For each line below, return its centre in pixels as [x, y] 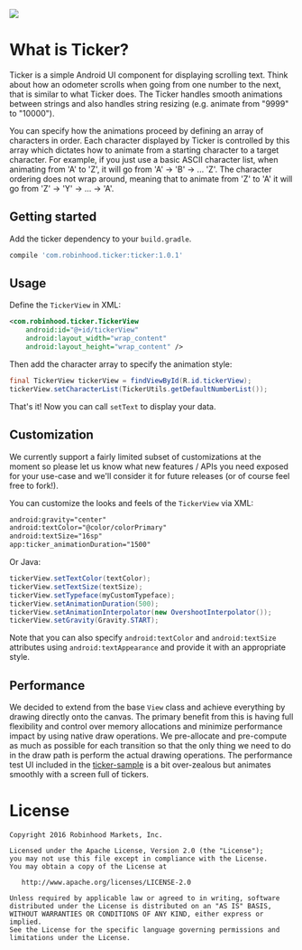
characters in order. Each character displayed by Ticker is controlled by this [150, 140]
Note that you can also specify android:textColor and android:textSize [143, 638]
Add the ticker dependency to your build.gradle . [101, 239]
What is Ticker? [69, 50]
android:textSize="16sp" [56, 536]
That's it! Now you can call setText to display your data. [113, 406]
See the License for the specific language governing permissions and [145, 930]
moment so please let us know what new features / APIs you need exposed [149, 466]
